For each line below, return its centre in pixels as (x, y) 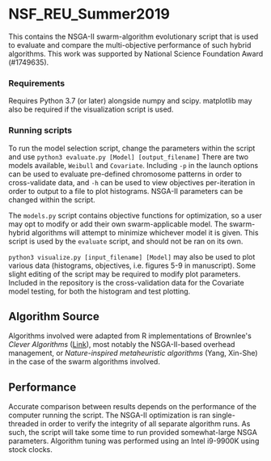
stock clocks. (30, 450)
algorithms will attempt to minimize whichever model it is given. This (145, 232)
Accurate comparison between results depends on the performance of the (133, 407)
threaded (23, 424)
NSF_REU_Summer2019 (89, 14)
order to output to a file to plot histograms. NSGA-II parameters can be (126, 191)
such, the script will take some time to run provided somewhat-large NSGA (133, 433)
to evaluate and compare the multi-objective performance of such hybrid (130, 44)
